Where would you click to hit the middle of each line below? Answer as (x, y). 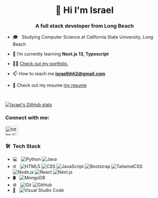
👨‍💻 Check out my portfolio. (41, 64)
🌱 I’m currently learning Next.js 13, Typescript (61, 54)
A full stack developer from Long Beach (85, 26)
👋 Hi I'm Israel (85, 10)
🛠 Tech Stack (23, 146)
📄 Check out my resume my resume (50, 85)
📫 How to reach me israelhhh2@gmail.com (59, 74)
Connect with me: (27, 118)
